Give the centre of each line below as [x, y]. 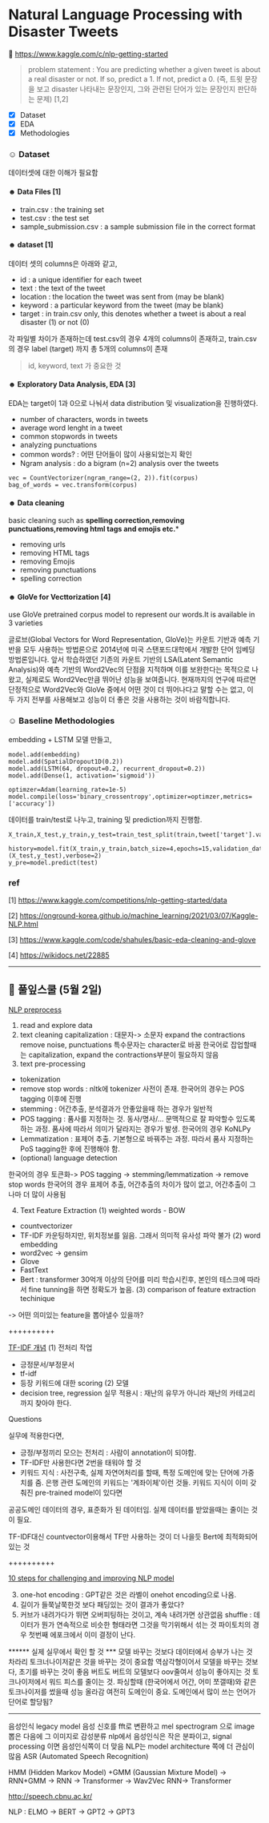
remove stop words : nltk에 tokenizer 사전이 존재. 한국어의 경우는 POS [132, 1088]
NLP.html [23, 924]
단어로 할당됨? [31, 1701]
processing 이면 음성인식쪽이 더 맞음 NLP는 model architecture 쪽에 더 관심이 [131, 1746]
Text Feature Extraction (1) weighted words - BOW [102, 1210]
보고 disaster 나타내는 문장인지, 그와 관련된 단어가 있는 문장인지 [136, 89]
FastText [34, 1270]
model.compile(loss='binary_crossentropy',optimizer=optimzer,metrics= [130, 797]
